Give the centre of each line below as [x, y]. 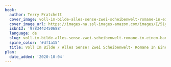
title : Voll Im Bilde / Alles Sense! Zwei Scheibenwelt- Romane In [83, 47]
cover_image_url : [28, 24]
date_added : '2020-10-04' [37, 57]
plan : [10, 52]
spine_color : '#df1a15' [34, 43]
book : [10, 10]
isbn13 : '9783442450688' [36, 29]
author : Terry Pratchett [36, 15]
